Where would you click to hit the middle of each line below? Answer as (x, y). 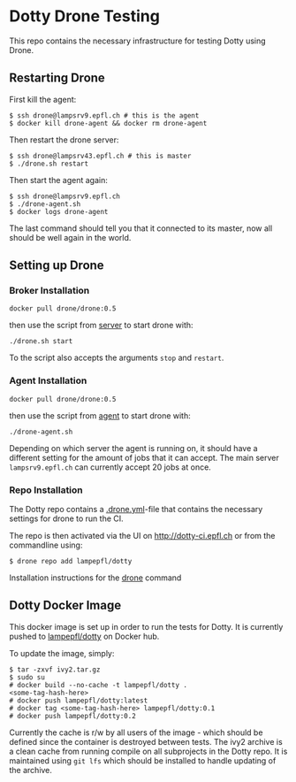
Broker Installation (49, 291)
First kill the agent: (43, 99)
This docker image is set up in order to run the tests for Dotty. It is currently (146, 626)
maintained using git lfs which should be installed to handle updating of (143, 760)
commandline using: (46, 545)
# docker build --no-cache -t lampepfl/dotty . (99, 685)
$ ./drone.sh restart (49, 164)
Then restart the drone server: (64, 140)
